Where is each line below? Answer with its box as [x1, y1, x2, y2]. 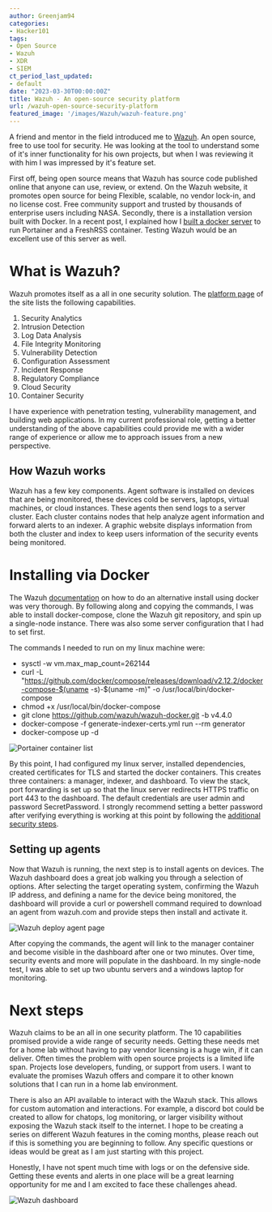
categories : [9, 19, 49, 28]
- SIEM [9, 65, 32, 73]
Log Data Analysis [20, 330, 82, 340]
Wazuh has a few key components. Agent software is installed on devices [9, 485, 255, 495]
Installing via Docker [9, 565, 150, 584]
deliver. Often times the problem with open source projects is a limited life [9, 1054, 255, 1064]
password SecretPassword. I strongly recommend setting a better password [9, 801, 263, 811]
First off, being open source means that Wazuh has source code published [9, 173, 258, 183]
